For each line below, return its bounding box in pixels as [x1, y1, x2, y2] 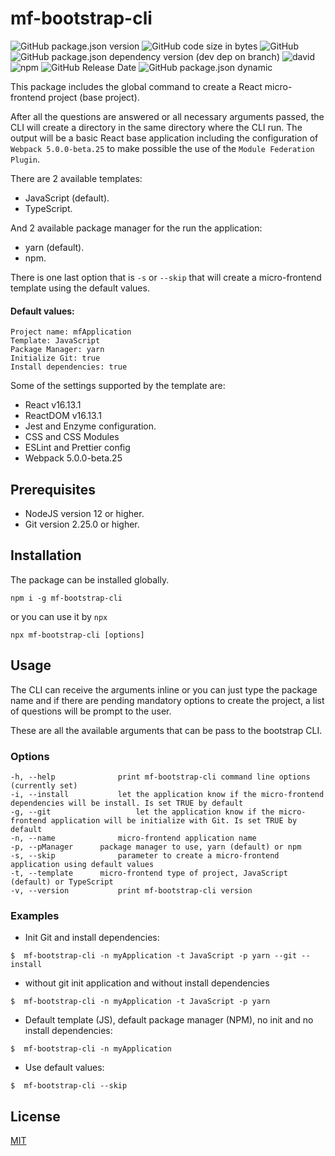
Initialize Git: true [10, 353, 101, 364]
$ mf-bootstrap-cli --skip [10, 1081, 128, 1091]
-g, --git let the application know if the [10, 807, 275, 817]
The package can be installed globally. [10, 573, 170, 586]
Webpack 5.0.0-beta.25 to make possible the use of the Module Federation [10, 142, 315, 154]
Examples [10, 908, 60, 922]
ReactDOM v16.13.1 [24, 410, 102, 422]
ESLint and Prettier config [24, 442, 131, 454]
